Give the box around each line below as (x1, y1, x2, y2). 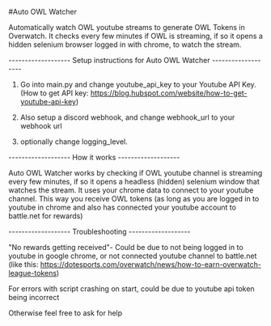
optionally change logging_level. (19, 137, 128, 146)
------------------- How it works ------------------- (8, 153, 180, 162)
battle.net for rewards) (8, 211, 83, 221)
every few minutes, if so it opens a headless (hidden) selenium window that (8, 177, 260, 186)
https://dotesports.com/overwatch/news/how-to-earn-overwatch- (40, 260, 261, 269)
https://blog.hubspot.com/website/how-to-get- (90, 88, 248, 98)
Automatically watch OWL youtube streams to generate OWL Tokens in (8, 23, 245, 32)
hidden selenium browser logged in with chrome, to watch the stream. (8, 40, 242, 49)
